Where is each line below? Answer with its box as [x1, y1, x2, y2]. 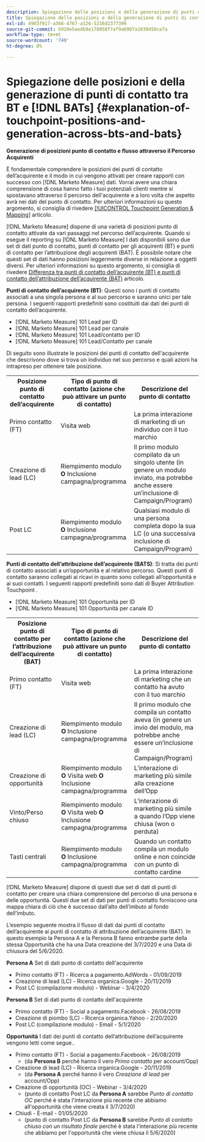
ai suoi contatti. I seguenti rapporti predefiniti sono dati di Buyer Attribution [6, 580, 194, 587]
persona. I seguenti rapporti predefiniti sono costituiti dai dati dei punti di [6, 299, 189, 307]
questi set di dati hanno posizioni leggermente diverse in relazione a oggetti [6, 255, 197, 263]
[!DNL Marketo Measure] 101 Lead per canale [15, 324, 129, 332]
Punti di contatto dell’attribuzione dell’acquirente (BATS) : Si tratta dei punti [6, 560, 198, 567]
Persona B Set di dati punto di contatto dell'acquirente [6, 996, 143, 1003]
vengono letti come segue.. [6, 1039, 75, 1047]
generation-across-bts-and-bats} [6, 127, 182, 141]
